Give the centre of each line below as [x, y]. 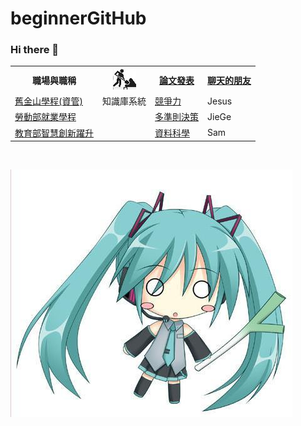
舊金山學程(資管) [48, 101]
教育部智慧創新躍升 [54, 133]
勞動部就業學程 [45, 117]
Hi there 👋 [35, 50]
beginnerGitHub [78, 18]
